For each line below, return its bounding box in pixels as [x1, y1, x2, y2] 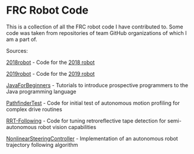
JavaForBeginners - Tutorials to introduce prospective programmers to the [6, 81, 189, 89]
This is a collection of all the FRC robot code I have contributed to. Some [6, 23, 183, 30]
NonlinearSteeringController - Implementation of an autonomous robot [6, 134, 178, 142]
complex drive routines [6, 105, 62, 113]
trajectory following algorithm [6, 141, 78, 148]
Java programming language [6, 88, 77, 95]
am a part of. [6, 36, 37, 43]
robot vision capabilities [37, 123, 97, 130]
